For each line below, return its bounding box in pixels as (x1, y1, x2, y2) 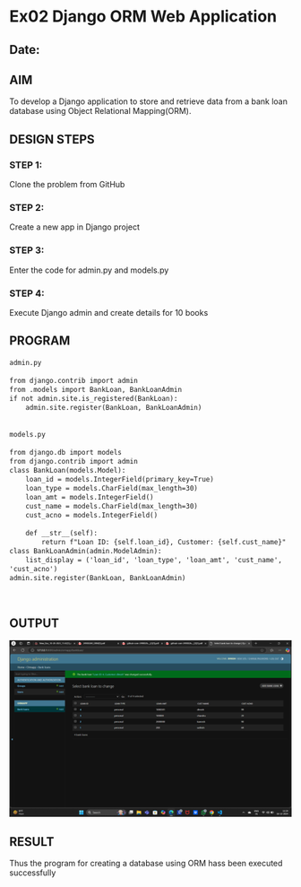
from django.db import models (9, 448, 123, 457)
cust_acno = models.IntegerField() (25, 510, 159, 519)
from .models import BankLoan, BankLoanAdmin (9, 385, 182, 394)
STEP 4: (9, 287, 45, 300)
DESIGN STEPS (9, 132, 96, 147)
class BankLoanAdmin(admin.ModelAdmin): (9, 546, 163, 555)
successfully (9, 867, 56, 878)
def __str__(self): (25, 528, 99, 537)
